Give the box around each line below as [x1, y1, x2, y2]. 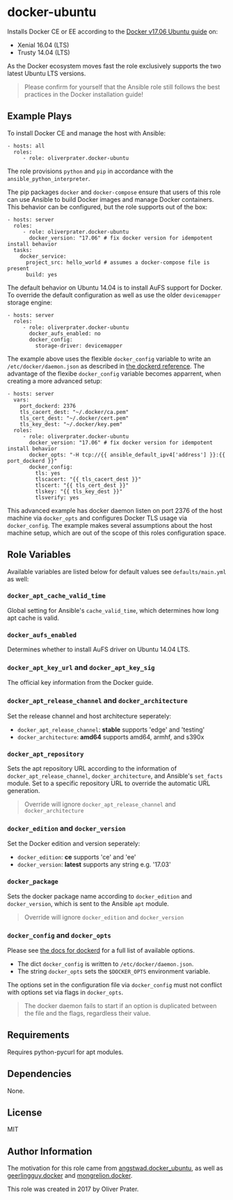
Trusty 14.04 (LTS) [17, 48, 71, 57]
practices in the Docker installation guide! [24, 90, 144, 98]
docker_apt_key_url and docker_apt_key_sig [7, 662, 155, 672]
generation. [7, 787, 40, 795]
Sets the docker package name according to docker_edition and [7, 891, 193, 901]
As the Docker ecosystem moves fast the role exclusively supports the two [7, 61, 221, 70]
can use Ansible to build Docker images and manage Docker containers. [7, 195, 214, 203]
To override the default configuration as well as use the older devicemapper [7, 290, 221, 299]
